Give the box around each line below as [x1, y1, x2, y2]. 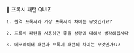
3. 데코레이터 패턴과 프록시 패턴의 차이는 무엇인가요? [6, 42, 121, 48]
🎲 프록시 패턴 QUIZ [6, 6, 51, 13]
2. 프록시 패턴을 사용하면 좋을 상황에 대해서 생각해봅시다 [6, 30, 129, 36]
